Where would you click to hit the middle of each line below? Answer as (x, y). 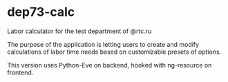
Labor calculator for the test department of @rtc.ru (79, 31)
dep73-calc (41, 12)
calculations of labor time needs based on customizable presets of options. (114, 52)
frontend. (20, 72)
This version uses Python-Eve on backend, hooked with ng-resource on (110, 65)
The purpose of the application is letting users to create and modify (103, 44)
